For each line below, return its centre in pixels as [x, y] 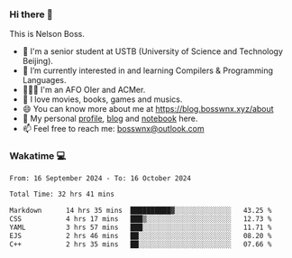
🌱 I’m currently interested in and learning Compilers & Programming [147, 70]
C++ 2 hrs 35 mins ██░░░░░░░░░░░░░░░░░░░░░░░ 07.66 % [141, 244]
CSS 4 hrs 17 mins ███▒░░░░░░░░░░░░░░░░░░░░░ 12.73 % [141, 219]
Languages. [44, 80]
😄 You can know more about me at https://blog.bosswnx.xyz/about [148, 109]
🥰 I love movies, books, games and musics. [102, 99]
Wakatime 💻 [38, 156]
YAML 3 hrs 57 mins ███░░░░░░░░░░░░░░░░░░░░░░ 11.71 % [141, 228]
